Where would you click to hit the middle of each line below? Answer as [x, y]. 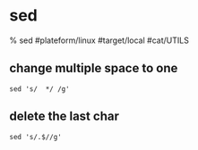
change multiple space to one [94, 68]
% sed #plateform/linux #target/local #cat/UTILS [99, 40]
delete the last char [64, 117]
